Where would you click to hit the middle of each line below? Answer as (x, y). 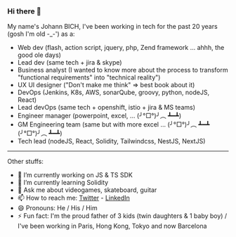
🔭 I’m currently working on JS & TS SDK (75, 175)
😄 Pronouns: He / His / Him (57, 208)
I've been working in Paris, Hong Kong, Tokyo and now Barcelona (112, 226)
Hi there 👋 (25, 11)
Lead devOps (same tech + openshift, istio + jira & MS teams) (106, 108)
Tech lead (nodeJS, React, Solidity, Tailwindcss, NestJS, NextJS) (111, 141)
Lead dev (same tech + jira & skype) (70, 63)
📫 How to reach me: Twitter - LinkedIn (73, 198)
